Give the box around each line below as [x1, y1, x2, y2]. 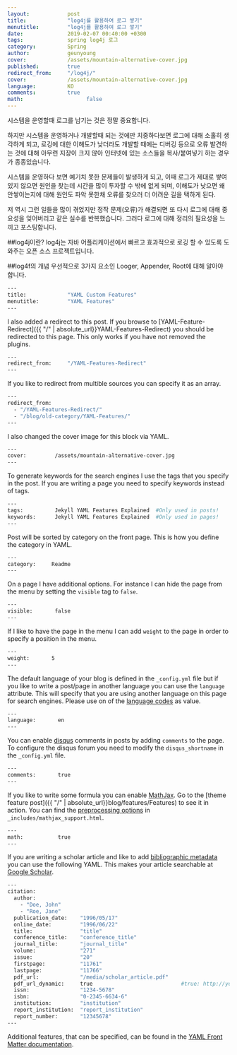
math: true [7, 833, 71, 841]
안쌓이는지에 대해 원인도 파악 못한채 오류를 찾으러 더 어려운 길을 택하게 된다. [7, 190, 217, 199]
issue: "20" [13, 954, 93, 961]
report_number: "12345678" [13, 1013, 112, 1020]
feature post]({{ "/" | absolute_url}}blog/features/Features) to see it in [7, 798, 209, 806]
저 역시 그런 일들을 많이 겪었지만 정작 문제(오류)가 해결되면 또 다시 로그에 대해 [7, 206, 221, 213]
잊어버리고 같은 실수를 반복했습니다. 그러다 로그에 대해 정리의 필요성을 [25, 214, 219, 223]
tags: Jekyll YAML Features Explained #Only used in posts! [7, 507, 219, 514]
